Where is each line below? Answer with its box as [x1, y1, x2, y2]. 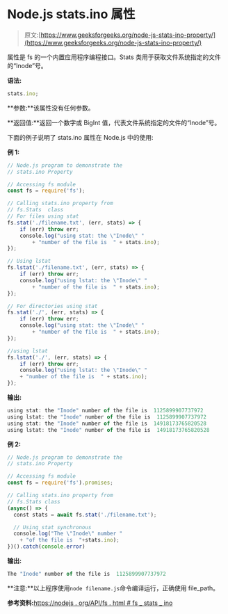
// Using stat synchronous [13, 524, 92, 531]
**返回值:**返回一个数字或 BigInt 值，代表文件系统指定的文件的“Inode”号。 [7, 118, 221, 127]
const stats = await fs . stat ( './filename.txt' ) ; [13, 511, 157, 518]
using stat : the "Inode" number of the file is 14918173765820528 [7, 420, 207, 427]
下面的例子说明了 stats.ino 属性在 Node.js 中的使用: [7, 133, 154, 141]
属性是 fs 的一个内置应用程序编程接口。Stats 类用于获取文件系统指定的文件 [7, 53, 221, 61]
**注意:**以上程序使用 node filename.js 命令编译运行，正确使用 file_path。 [7, 583, 219, 592]
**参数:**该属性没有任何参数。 [7, 104, 95, 112]
